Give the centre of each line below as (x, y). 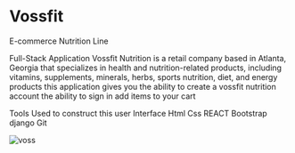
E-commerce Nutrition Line (59, 41)
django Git (28, 123)
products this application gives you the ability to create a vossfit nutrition (143, 86)
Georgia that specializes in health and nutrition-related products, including (146, 68)
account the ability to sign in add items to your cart (102, 96)
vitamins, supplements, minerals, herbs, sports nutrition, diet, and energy (143, 76)
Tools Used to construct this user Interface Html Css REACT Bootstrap (138, 113)
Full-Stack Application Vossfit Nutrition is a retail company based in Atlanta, (148, 58)
